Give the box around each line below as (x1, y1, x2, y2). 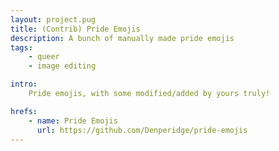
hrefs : (10, 106, 38, 116)
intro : (10, 79, 38, 90)
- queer (28, 52, 60, 62)
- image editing (28, 61, 97, 71)
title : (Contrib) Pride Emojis (10, 24, 141, 34)
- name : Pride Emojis (28, 116, 118, 126)
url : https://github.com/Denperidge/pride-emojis (36, 125, 248, 135)
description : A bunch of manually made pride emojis (10, 33, 235, 43)
